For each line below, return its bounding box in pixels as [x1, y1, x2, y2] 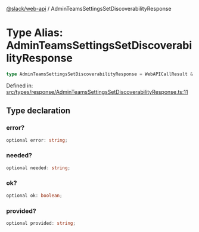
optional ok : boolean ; [6, 193, 63, 199]
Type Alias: [6, 26, 64, 39]
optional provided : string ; [6, 221, 76, 227]
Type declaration [6, 106, 70, 116]
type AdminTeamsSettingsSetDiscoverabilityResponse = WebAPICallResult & [6, 71, 194, 77]
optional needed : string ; [6, 164, 70, 171]
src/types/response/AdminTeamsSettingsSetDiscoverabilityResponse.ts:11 [6, 88, 188, 95]
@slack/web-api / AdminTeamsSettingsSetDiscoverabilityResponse [6, 5, 172, 12]
